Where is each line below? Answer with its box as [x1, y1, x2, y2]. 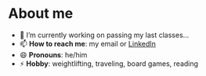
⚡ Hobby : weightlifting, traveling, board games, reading [19, 59, 198, 68]
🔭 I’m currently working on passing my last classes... [19, 30, 190, 40]
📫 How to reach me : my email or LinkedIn [19, 39, 157, 48]
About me [8, 5, 74, 22]
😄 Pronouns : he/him [19, 50, 88, 59]
